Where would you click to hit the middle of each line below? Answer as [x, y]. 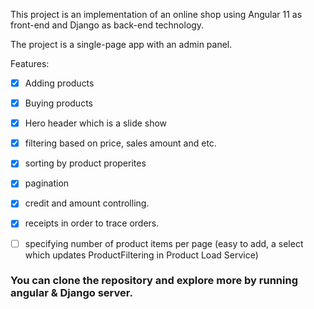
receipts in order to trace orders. [92, 223]
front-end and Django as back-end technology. [107, 25]
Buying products [58, 103]
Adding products [59, 83]
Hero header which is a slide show [96, 123]
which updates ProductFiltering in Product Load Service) [141, 255]
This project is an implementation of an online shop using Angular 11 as [156, 14]
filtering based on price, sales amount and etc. [120, 143]
